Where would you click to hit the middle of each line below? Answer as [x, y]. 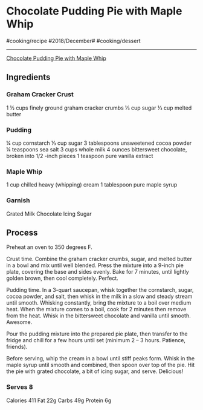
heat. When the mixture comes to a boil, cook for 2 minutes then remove [96, 309]
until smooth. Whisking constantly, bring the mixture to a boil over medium [99, 303]
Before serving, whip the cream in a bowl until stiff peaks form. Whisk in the [101, 359]
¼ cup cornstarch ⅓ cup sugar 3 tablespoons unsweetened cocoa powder [99, 143]
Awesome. [19, 322]
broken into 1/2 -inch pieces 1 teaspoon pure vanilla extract [80, 156]
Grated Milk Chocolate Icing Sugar [49, 214]
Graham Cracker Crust [40, 94]
